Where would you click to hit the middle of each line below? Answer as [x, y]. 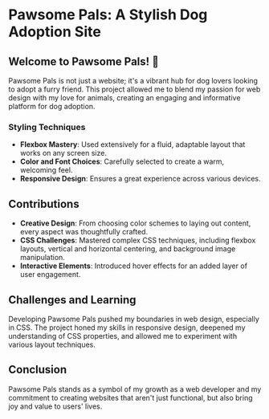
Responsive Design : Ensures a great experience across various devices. [140, 179]
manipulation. [43, 258]
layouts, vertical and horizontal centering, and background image [128, 249]
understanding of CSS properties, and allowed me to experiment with [123, 336]
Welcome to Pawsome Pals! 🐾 [84, 61]
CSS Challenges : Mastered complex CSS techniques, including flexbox [138, 240]
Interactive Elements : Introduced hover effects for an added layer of [133, 266]
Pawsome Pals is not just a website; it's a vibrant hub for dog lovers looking [133, 81]
